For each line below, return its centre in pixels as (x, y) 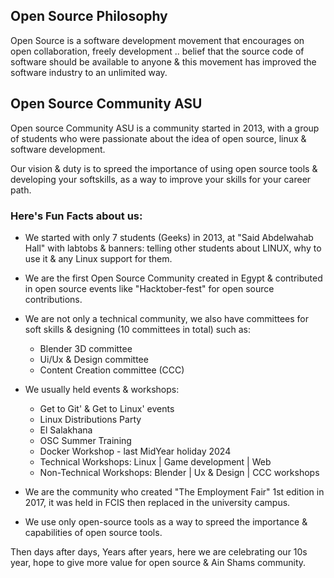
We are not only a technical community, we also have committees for (167, 318)
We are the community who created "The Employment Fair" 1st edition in (174, 491)
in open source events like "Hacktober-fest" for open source (149, 288)
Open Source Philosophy (89, 16)
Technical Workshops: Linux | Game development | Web (155, 461)
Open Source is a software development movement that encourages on (157, 40)
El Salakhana (66, 430)
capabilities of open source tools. (93, 532)
